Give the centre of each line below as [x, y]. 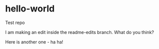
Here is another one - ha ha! [34, 42]
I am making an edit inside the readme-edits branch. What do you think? [80, 32]
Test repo [15, 22]
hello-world [30, 9]
